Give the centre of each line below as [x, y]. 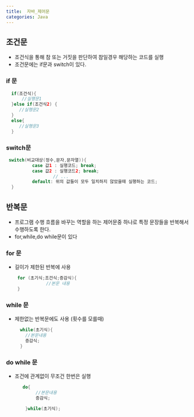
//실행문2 [29, 110]
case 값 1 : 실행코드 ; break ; [64, 165]
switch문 [19, 148]
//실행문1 [31, 99]
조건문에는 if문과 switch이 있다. [50, 64]
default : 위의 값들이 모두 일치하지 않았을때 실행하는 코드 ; [95, 182]
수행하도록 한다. [32, 229]
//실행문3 [29, 126]
